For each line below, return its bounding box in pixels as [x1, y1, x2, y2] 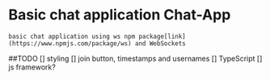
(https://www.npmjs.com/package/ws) [8, 39, 132, 48]
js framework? [8, 62, 57, 72]
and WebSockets [134, 39, 186, 48]
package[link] [138, 32, 186, 40]
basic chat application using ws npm [8, 32, 136, 40]
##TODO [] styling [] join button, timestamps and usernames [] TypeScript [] [8, 53, 263, 63]
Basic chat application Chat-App [8, 6, 231, 24]
